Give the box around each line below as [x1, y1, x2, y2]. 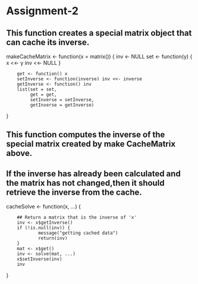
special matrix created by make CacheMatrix [6, 139, 176, 149]
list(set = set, [17, 86, 58, 92]
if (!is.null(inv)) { [17, 225, 70, 231]
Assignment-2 [6, 4, 79, 18]
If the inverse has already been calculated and [6, 168, 181, 179]
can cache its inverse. [6, 37, 90, 47]
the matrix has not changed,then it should [6, 177, 165, 188]
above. [6, 148, 33, 158]
